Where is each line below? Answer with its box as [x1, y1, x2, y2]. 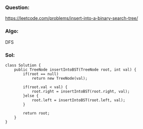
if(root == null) [23, 71, 59, 76]
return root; [23, 111, 50, 116]
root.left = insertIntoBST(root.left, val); [31, 98, 126, 103]
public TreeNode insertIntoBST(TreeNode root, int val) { [14, 67, 137, 72]
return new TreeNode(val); [31, 76, 88, 81]
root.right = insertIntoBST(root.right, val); [31, 89, 130, 94]
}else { [23, 93, 39, 98]
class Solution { [5, 63, 41, 68]
